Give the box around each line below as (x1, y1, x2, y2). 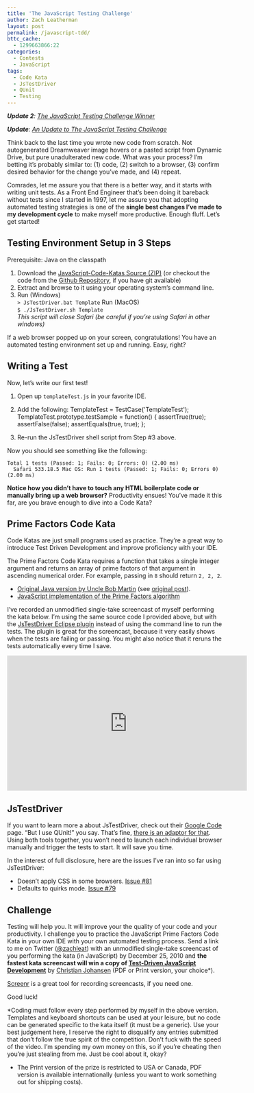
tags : (7, 67, 23, 74)
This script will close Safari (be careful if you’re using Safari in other (16, 312, 210, 321)
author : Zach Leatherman (7, 16, 78, 23)
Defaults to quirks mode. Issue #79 (16, 884, 116, 893)
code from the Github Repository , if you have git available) (16, 276, 181, 284)
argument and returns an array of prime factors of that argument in (7, 564, 196, 573)
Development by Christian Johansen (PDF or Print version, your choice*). (7, 966, 215, 975)
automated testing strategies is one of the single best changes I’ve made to (7, 203, 223, 211)
